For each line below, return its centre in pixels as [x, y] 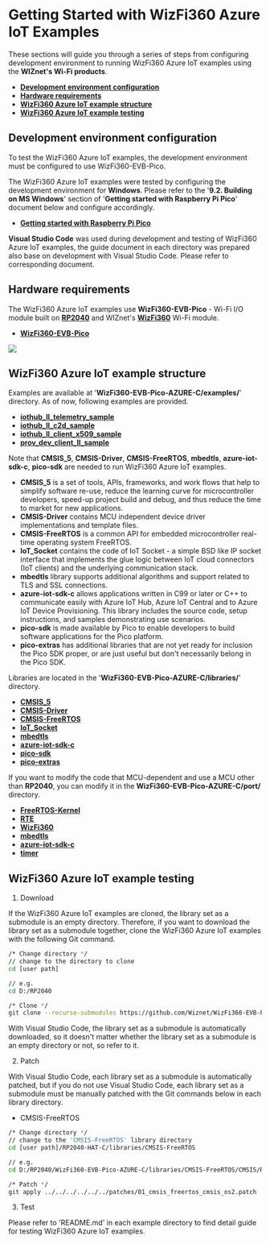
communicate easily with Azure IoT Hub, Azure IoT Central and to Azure [139, 603]
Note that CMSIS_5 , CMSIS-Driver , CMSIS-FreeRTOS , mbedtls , [115, 458]
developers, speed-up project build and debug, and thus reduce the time [140, 500]
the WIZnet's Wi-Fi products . [58, 71]
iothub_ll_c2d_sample [57, 425]
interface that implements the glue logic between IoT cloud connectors [137, 560]
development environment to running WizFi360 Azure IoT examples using [130, 63]
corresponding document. [51, 264]
